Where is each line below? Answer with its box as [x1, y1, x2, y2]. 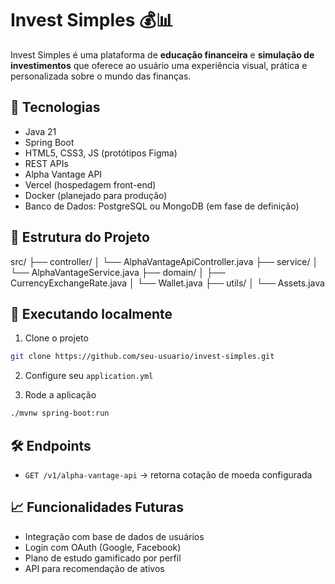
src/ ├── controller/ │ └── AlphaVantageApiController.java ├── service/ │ [10, 255, 319, 267]
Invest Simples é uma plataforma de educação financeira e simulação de [10, 48, 315, 61]
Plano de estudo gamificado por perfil [24, 552, 182, 564]
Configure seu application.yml [24, 370, 154, 382]
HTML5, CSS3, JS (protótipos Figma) [24, 147, 178, 159]
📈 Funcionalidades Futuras [10, 499, 184, 516]
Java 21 [24, 125, 57, 137]
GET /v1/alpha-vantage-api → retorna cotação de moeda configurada [24, 468, 313, 481]
